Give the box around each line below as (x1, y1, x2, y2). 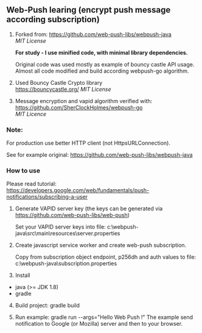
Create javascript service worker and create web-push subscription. (15, 242, 187, 249)
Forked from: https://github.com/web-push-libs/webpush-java (15, 30, 172, 38)
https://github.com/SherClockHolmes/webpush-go (15, 104, 143, 111)
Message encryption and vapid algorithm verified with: (15, 97, 153, 104)
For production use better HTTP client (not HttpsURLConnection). (6, 140, 170, 147)
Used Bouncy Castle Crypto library (15, 79, 103, 86)
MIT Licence (15, 110, 47, 118)
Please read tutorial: (6, 180, 57, 188)
